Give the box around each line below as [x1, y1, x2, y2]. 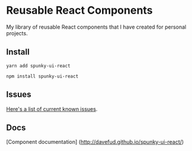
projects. [6, 29, 28, 36]
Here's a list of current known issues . [6, 105, 98, 112]
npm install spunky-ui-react [6, 73, 79, 79]
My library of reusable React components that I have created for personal [6, 23, 187, 30]
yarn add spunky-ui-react [6, 63, 70, 69]
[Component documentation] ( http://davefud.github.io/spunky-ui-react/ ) [6, 138, 184, 146]
